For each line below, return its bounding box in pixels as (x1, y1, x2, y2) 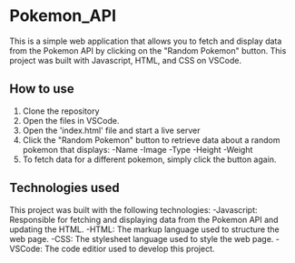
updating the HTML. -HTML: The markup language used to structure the (9, 224, 280, 235)
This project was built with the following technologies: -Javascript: (9, 204, 258, 215)
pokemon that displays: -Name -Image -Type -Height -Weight (22, 144, 253, 155)
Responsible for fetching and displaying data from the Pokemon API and (9, 214, 279, 225)
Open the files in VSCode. (22, 115, 120, 126)
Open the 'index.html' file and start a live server (22, 125, 201, 136)
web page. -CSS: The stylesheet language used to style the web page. (9, 233, 274, 244)
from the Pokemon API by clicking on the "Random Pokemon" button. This (9, 45, 287, 56)
